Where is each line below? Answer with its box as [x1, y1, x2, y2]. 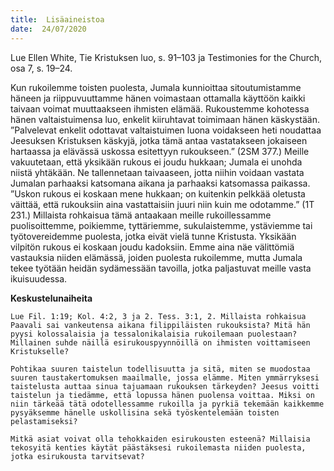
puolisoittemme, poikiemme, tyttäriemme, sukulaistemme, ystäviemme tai [10, 219, 313, 231]
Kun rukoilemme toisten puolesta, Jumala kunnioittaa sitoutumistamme [10, 81, 302, 93]
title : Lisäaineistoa [10, 14, 105, 25]
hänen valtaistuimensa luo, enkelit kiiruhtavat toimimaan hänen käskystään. [10, 113, 320, 125]
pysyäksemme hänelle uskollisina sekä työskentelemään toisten [10, 407, 280, 418]
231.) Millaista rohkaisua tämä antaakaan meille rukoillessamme [10, 209, 272, 221]
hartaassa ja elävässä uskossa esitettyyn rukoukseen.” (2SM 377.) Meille [10, 145, 310, 157]
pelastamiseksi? [10, 416, 78, 426]
